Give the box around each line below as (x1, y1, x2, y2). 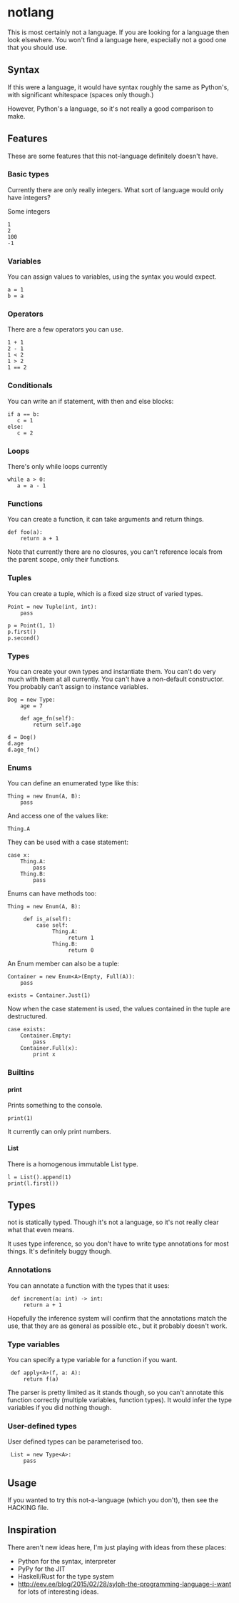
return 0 (68, 947, 94, 954)
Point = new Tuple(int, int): (7, 603, 98, 610)
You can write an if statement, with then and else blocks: (7, 397, 174, 405)
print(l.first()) (7, 1180, 59, 1187)
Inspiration (7, 1524, 57, 1537)
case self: (36, 922, 69, 929)
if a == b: (7, 410, 40, 418)
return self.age (33, 721, 81, 728)
